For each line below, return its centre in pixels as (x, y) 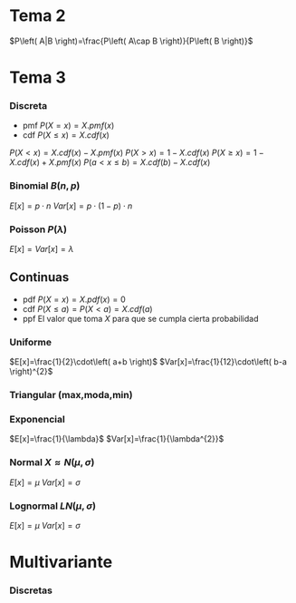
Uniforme (31, 342)
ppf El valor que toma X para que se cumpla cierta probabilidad (141, 318)
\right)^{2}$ (31, 372)
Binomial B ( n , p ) (45, 186)
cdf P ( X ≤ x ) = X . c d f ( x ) (66, 135)
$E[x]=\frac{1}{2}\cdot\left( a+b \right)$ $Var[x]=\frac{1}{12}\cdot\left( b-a (148, 362)
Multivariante (61, 562)
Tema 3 (38, 78)
